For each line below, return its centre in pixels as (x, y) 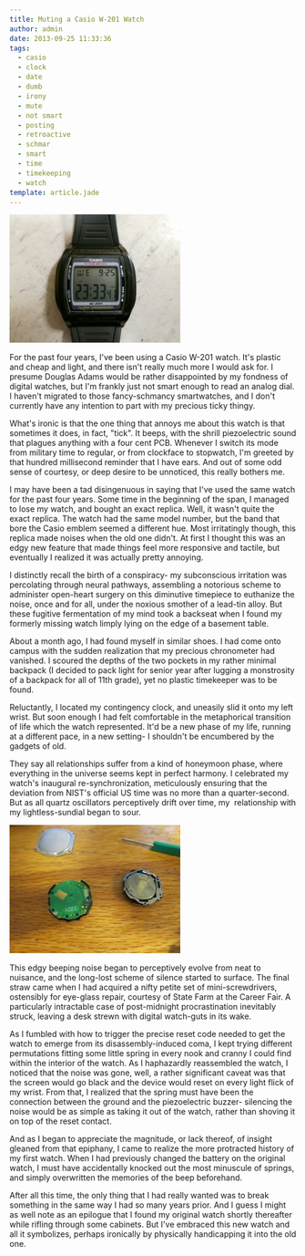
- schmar (34, 145)
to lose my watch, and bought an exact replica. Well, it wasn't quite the (142, 509)
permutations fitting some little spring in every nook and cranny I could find (151, 1054)
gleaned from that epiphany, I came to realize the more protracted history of (152, 1148)
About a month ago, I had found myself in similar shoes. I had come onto (146, 641)
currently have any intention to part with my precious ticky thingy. (132, 406)
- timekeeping (44, 173)
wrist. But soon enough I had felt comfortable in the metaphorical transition (150, 717)
